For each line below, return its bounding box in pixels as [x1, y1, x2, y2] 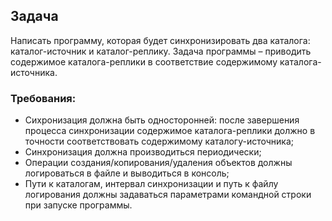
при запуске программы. [24, 199, 133, 211]
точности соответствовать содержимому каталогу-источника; [24, 135, 295, 148]
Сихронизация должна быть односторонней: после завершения [24, 114, 300, 126]
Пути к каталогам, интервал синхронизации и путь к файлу [24, 178, 279, 190]
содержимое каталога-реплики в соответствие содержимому [10, 55, 278, 68]
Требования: [10, 91, 77, 105]
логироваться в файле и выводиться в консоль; [24, 167, 230, 179]
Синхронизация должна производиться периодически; [24, 146, 262, 158]
